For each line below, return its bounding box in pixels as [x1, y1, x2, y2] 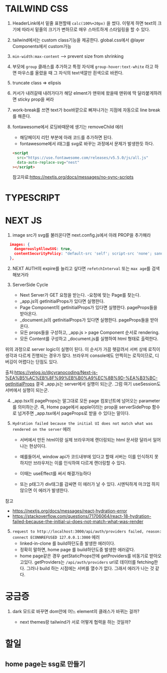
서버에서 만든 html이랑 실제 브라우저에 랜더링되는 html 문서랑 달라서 [19, 437, 152, 443]
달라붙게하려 [137, 90, 162, 96]
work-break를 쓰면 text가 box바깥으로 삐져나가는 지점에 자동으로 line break [12, 107, 161, 113]
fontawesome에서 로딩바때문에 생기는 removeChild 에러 [12, 123, 123, 130]
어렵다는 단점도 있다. [18, 359, 59, 365]
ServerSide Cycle [12, 282, 48, 288]
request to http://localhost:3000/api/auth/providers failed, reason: [12, 529, 162, 534]
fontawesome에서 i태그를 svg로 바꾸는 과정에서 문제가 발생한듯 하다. [19, 140, 155, 146]
